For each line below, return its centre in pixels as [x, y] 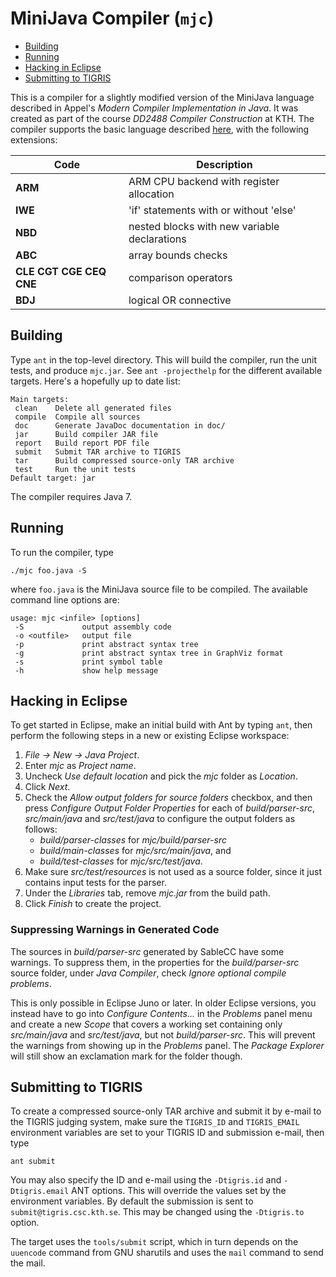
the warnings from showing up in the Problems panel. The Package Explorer [167, 1045]
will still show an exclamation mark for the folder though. [126, 1056]
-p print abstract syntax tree [106, 644]
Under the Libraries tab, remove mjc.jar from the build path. [147, 893]
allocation [151, 194]
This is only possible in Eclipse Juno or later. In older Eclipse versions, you [163, 1003]
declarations [157, 239]
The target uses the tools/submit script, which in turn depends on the [154, 1242]
